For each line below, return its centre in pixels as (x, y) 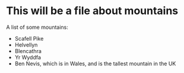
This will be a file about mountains (92, 11)
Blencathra (28, 51)
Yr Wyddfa (28, 57)
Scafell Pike (29, 38)
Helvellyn (26, 45)
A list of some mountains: (37, 27)
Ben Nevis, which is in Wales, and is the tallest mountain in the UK (95, 64)
